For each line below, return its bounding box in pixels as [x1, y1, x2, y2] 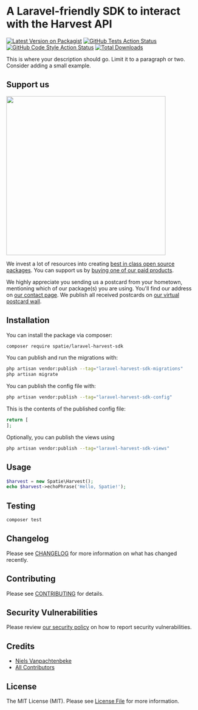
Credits [6, 641, 35, 651]
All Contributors [15, 664, 55, 671]
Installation [6, 315, 50, 326]
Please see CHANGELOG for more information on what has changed [6, 550, 177, 557]
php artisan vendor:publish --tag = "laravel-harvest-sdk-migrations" [6, 366, 183, 372]
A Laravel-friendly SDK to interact [6, 4, 181, 18]
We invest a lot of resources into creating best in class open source [6, 260, 175, 267]
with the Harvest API [6, 17, 112, 31]
